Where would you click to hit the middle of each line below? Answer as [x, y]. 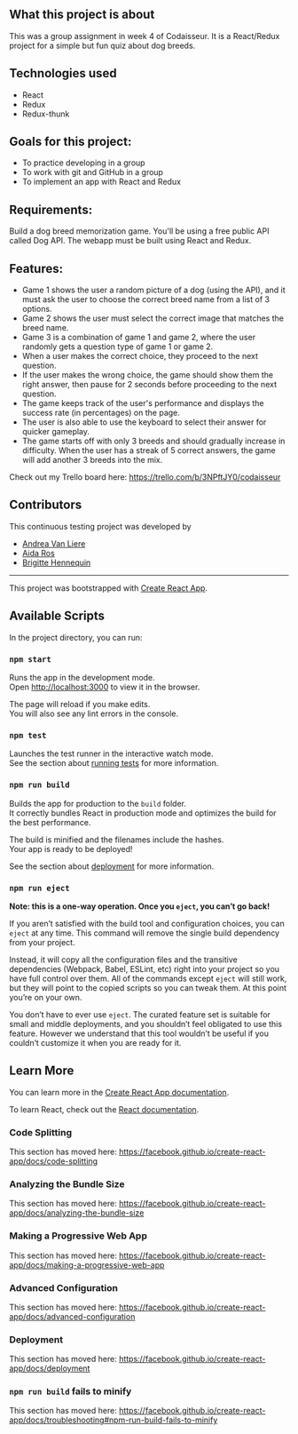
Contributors [46, 505]
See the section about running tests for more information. [114, 763]
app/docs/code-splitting [54, 1161]
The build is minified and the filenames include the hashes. [117, 840]
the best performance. [50, 822]
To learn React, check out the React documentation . [104, 1109]
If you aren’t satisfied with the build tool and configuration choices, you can [147, 923]
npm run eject [39, 888]
